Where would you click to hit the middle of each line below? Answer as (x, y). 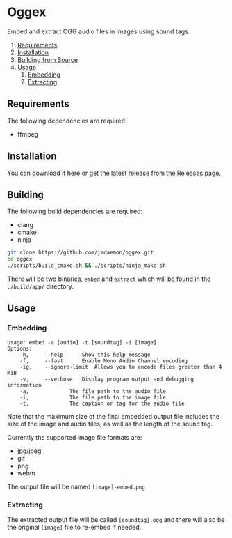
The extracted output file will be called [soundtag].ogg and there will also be (116, 519)
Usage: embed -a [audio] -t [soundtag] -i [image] (82, 342)
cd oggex (20, 259)
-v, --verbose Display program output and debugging (107, 379)
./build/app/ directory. (41, 286)
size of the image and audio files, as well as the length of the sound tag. (110, 424)
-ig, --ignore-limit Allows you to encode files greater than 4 (121, 367)
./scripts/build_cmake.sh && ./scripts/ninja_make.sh (87, 266)
